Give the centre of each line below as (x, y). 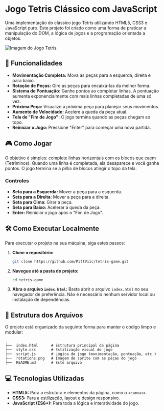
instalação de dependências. (41, 300)
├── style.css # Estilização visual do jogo (59, 350)
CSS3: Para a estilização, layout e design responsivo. (66, 398)
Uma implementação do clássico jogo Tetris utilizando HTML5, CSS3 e (76, 23)
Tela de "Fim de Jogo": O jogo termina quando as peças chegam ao (81, 117)
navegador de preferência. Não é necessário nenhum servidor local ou (83, 294)
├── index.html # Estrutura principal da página (62, 346)
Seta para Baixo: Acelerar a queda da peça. (57, 207)
